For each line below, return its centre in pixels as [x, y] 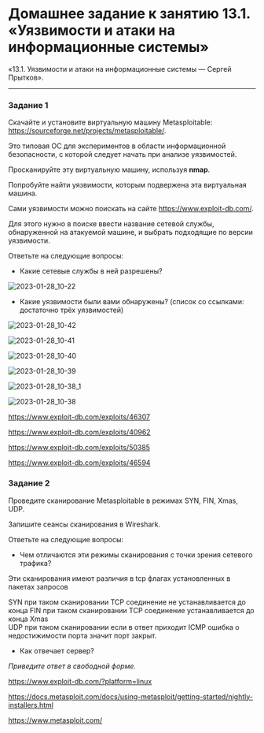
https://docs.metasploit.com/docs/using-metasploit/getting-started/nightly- [131, 696]
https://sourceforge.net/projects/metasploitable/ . [87, 131]
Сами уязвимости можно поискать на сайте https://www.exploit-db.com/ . [131, 209]
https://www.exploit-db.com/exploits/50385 [79, 448]
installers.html [31, 705]
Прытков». [26, 77]
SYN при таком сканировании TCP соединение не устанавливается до [127, 602]
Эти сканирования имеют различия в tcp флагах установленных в [119, 578]
